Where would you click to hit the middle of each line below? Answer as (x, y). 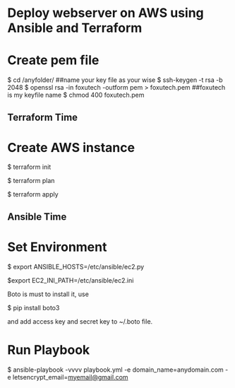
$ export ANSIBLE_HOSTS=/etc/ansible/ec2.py (76, 266)
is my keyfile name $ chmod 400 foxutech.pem (76, 95)
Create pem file (53, 60)
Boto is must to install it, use (48, 294)
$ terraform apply (33, 194)
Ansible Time (37, 217)
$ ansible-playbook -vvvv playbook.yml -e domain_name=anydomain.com (115, 370)
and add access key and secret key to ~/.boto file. (80, 321)
